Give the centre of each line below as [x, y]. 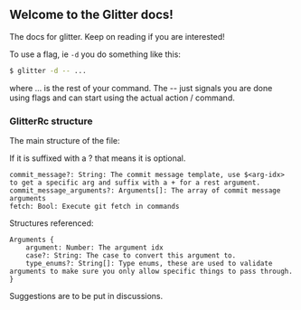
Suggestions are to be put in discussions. [86, 296]
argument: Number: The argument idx [95, 248]
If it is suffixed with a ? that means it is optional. [98, 158]
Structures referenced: [52, 223]
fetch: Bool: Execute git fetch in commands [94, 206]
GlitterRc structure [51, 121]
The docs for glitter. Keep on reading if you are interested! [118, 36]
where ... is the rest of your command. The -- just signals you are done [141, 88]
